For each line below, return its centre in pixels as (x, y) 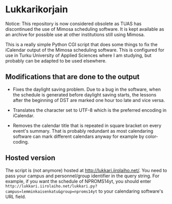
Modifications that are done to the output (72, 77)
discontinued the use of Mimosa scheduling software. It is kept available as (85, 29)
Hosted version (30, 158)
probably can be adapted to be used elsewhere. (56, 60)
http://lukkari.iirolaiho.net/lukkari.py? (51, 186)
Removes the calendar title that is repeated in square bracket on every (87, 125)
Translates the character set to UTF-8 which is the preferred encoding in (90, 110)
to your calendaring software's (131, 191)
